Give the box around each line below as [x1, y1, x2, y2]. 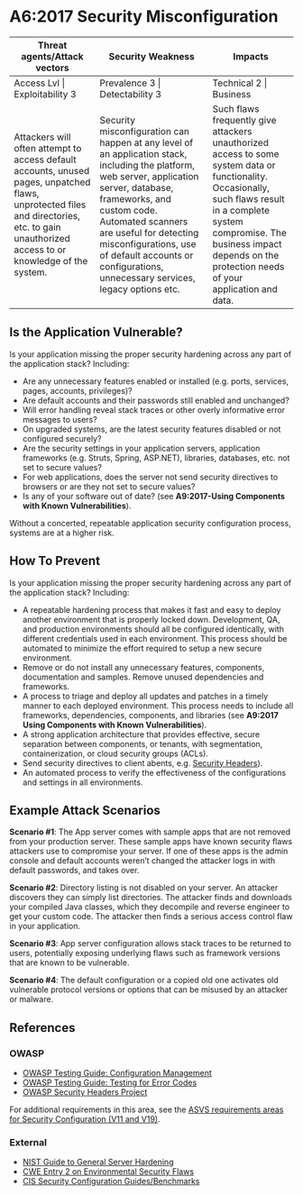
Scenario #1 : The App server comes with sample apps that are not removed [9, 826, 291, 837]
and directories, [14, 209, 81, 222]
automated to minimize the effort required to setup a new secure [22, 643, 262, 653]
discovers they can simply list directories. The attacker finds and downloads [9, 892, 293, 903]
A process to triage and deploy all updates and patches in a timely [22, 690, 269, 701]
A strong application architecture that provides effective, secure [22, 728, 260, 740]
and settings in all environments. [22, 777, 143, 788]
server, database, [99, 181, 174, 194]
